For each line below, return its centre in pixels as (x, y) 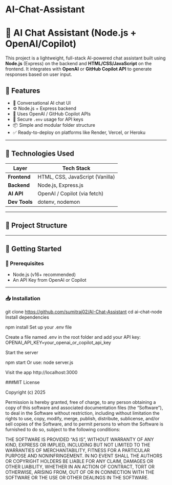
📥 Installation (23, 299)
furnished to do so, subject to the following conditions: (63, 429)
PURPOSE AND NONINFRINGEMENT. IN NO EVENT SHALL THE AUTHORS (84, 456)
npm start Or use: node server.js (39, 362)
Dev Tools (20, 202)
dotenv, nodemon (59, 202)
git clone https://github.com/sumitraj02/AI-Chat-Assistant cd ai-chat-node (84, 312)
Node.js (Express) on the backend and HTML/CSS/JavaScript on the (79, 64)
